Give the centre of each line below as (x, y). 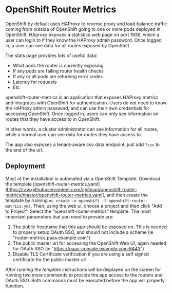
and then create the (127, 195)
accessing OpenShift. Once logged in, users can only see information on (82, 114)
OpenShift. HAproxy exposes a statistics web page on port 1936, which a (82, 34)
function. (15, 286)
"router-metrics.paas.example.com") (52, 237)
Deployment (25, 166)
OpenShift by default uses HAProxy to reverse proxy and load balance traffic (86, 24)
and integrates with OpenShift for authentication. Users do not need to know (86, 103)
